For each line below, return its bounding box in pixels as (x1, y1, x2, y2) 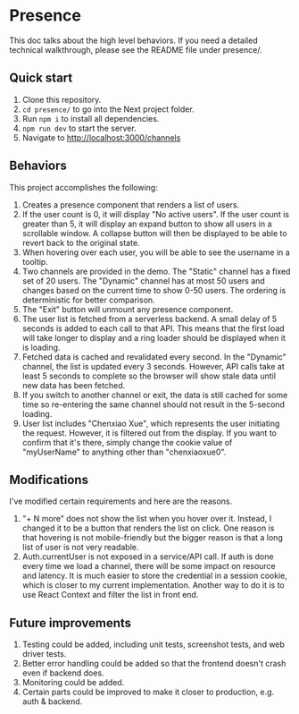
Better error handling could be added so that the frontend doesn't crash (21, 659, 287, 669)
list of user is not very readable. (21, 542, 139, 553)
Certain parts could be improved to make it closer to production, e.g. (21, 686, 275, 698)
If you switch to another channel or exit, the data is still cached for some (21, 389, 288, 400)
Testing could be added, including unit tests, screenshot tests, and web (21, 639, 286, 650)
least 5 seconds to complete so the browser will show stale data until (21, 370, 277, 381)
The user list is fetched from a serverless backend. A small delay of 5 (21, 313, 278, 324)
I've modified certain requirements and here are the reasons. (9, 496, 233, 506)
